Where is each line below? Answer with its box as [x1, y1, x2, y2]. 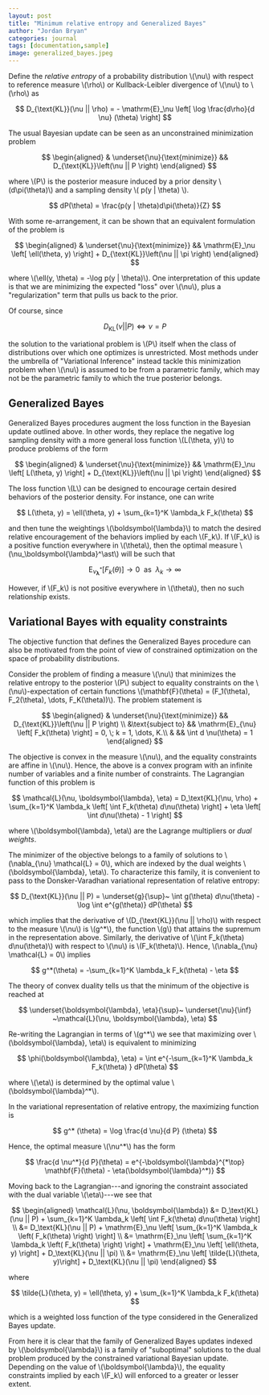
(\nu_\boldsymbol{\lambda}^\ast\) [8, 548, 120, 558]
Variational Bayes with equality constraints [8, 615, 228, 629]
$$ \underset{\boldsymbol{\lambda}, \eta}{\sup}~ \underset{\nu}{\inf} [18, 1004, 252, 1015]
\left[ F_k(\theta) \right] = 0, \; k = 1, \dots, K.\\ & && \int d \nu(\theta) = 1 [17, 727, 253, 737]
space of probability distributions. [8, 653, 120, 663]
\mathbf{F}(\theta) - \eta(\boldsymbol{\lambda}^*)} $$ [44, 1165, 226, 1175]
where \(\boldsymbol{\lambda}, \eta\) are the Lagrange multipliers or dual [8, 826, 252, 835]
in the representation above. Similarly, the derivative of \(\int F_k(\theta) [8, 932, 245, 942]
